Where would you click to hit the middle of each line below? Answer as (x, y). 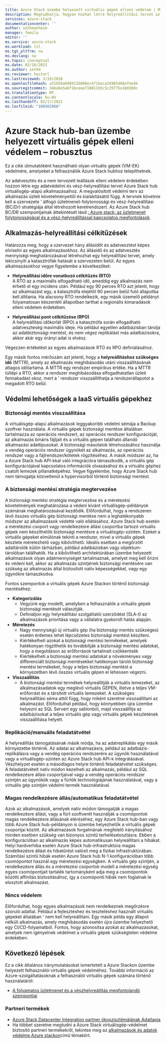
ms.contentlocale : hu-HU (31, 97)
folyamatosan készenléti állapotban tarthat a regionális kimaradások (81, 302)
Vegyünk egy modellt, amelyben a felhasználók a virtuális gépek (85, 604)
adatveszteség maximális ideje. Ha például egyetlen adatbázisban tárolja (86, 327)
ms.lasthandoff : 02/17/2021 (34, 102)
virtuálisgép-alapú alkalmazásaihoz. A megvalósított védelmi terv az (74, 191)
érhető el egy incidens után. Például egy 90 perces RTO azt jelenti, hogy (86, 286)
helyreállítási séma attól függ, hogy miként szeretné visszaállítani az (89, 698)
